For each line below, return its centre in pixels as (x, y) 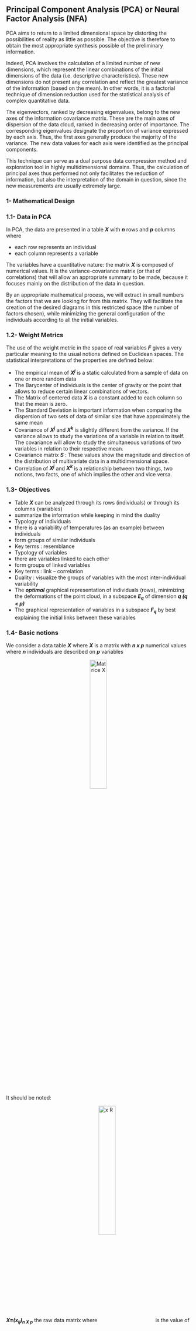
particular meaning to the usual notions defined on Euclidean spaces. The (95, 354)
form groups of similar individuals (55, 540)
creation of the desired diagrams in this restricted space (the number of (92, 307)
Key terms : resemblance (44, 546)
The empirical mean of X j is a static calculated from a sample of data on (101, 372)
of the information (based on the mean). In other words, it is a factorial (91, 88)
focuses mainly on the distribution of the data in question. (75, 284)
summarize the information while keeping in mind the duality (87, 515)
